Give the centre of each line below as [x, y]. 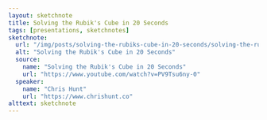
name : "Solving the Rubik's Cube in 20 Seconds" [104, 67]
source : [28, 60]
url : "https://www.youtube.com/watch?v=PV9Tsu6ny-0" [112, 74]
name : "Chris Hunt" [55, 89]
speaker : [30, 81]
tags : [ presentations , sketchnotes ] [69, 30]
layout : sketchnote [41, 15]
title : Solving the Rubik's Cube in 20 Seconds [89, 23]
